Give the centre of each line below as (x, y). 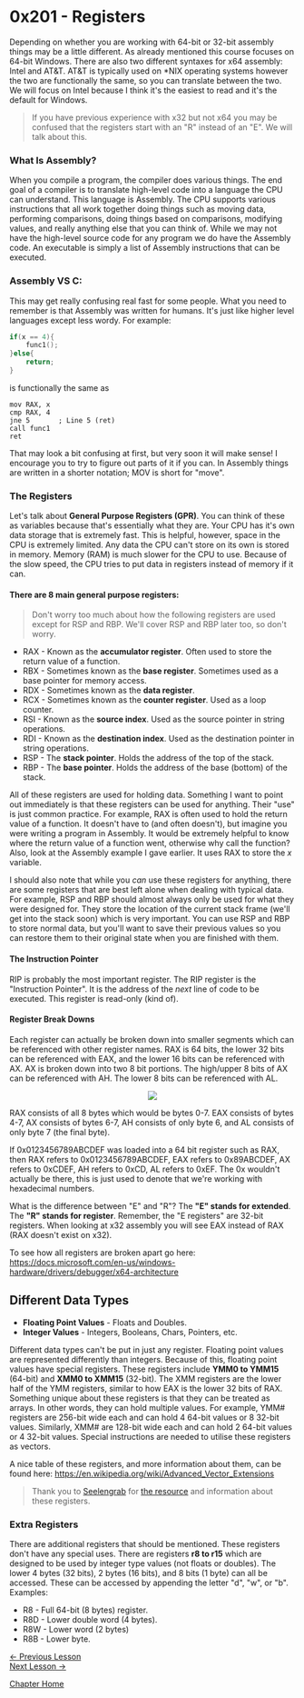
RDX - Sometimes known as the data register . (108, 690)
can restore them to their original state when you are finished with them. (144, 938)
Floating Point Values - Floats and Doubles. (105, 1322)
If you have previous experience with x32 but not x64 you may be (154, 117)
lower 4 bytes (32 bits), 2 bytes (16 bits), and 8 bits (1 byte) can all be (138, 1573)
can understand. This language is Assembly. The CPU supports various (143, 200)
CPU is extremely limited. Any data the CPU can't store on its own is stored (149, 545)
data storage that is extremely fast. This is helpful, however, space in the (145, 535)
